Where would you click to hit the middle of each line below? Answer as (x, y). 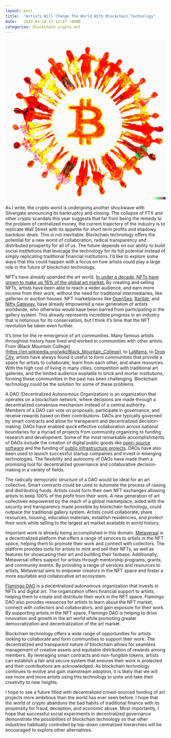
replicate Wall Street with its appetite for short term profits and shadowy (81, 230)
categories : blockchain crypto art (43, 27)
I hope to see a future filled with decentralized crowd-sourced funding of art (85, 692)
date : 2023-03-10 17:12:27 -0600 (43, 21)
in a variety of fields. (43, 470)
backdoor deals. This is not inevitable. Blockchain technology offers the (80, 235)
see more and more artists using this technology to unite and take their (79, 677)
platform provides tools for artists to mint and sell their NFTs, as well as (80, 549)
